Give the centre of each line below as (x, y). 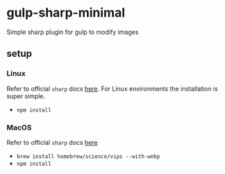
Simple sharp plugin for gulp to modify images (73, 32)
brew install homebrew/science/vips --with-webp (88, 156)
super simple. (26, 96)
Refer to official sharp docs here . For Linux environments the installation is (112, 89)
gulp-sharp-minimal (66, 13)
